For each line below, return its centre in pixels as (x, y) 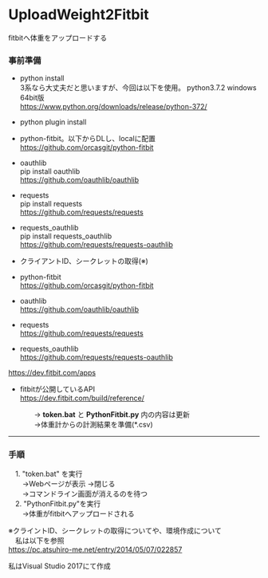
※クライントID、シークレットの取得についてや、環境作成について (115, 530)
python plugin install (53, 122)
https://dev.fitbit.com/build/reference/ (82, 398)
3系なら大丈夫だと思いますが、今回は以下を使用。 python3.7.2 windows (138, 88)
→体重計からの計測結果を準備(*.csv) (93, 425)
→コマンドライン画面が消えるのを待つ (85, 493)
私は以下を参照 (39, 541)
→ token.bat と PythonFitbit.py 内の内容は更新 (112, 415)
